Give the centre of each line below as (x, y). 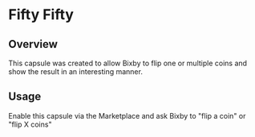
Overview (33, 44)
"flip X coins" (30, 124)
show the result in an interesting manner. (75, 72)
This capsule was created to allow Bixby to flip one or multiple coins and (127, 63)
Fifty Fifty (41, 15)
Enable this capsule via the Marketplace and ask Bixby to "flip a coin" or (127, 115)
